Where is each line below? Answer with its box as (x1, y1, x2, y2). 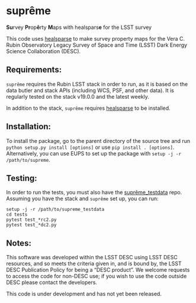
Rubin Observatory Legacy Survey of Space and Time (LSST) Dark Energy (6, 41, 188, 48)
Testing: (6, 173, 37, 183)
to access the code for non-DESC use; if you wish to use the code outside (6, 273, 187, 280)
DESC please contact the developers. (6, 279, 98, 286)
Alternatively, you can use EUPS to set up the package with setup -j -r (6, 149, 182, 157)
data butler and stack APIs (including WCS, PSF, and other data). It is (6, 87, 175, 94)
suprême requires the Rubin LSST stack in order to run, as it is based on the (6, 80, 188, 87)
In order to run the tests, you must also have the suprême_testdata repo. (6, 189, 182, 196)
